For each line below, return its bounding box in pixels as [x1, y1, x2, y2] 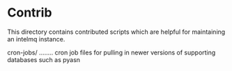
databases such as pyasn [7, 55, 81, 63]
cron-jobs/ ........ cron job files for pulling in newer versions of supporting [7, 48, 216, 57]
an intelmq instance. [7, 34, 65, 43]
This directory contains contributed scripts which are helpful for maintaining [7, 28, 226, 36]
